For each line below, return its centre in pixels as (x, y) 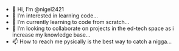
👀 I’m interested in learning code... (55, 16)
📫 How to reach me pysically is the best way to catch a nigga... (92, 41)
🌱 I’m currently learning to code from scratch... (71, 22)
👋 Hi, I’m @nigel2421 (38, 9)
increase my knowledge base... (51, 35)
